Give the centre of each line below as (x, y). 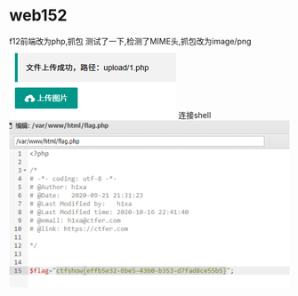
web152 (38, 16)
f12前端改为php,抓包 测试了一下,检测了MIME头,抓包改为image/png (130, 41)
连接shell (194, 115)
